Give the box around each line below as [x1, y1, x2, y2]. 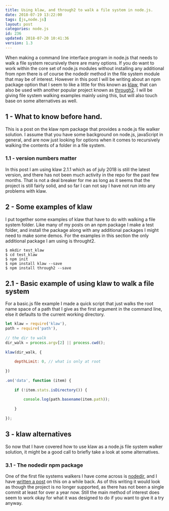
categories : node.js [5, 26, 49, 32]
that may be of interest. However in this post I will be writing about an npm [5, 76, 161, 82]
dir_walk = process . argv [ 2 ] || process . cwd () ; [5, 340, 106, 345]
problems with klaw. [5, 188, 47, 194]
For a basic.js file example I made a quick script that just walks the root [5, 300, 154, 307]
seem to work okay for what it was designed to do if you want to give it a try [5, 494, 164, 501]
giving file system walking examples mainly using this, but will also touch [5, 92, 158, 98]
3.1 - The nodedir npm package [5, 461, 83, 468]
